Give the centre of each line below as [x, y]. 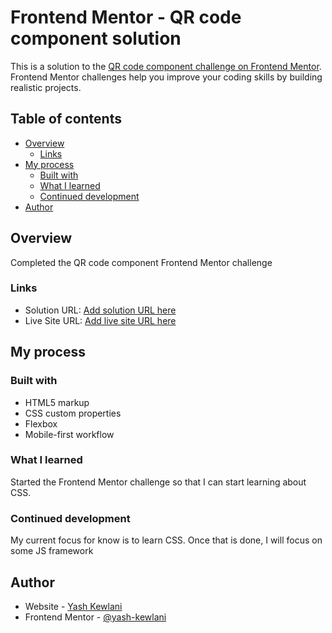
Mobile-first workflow [69, 434]
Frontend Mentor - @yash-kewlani [95, 617]
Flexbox [41, 423]
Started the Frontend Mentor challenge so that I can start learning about [158, 482]
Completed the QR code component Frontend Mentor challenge [141, 262]
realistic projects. [46, 87]
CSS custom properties [73, 413]
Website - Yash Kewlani [73, 606]
